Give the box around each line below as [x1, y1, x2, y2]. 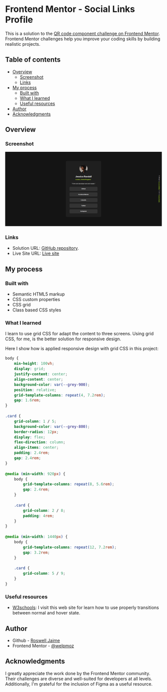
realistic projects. [5, 41, 41, 47]
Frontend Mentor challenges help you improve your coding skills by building [5, 36, 161, 42]
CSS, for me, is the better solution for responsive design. [5, 336, 121, 342]
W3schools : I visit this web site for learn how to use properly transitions [12, 604, 159, 610]
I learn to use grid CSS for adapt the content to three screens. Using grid [5, 331, 154, 337]
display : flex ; [14, 434, 46, 440]
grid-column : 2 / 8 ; [23, 508, 66, 513]
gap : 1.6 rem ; [14, 398, 41, 403]
